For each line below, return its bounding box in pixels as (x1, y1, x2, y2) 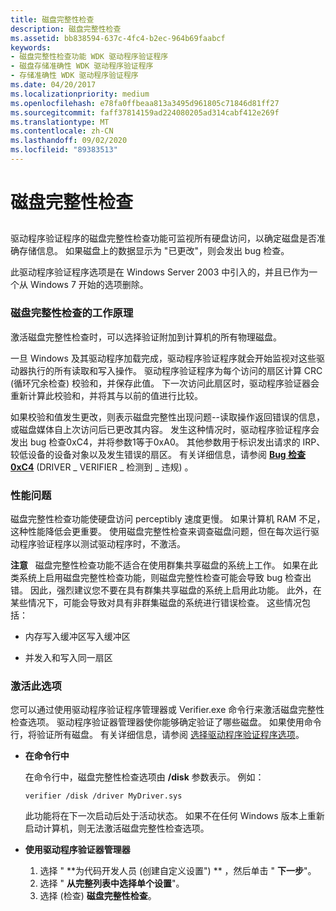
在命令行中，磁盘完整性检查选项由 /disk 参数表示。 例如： (24, 771, 265, 783)
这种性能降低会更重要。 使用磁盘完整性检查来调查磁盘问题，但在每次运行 (10, 526, 311, 538)
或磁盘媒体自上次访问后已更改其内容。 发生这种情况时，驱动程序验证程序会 (10, 423, 320, 435)
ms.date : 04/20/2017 (10, 80, 97, 90)
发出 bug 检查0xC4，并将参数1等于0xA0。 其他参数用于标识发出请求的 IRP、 (10, 436, 326, 448)
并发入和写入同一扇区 (24, 652, 113, 664)
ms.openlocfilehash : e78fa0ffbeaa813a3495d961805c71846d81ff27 (10, 98, 280, 108)
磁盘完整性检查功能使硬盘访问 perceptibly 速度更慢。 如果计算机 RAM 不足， (10, 513, 326, 525)
